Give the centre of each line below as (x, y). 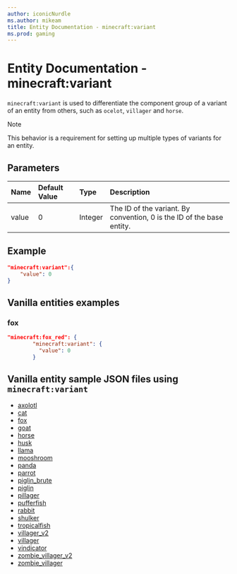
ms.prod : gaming (31, 34)
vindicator (32, 548)
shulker (28, 518)
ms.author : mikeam (34, 20)
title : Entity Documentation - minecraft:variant (82, 27)
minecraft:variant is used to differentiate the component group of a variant (117, 103)
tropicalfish (34, 526)
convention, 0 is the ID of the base (166, 217)
